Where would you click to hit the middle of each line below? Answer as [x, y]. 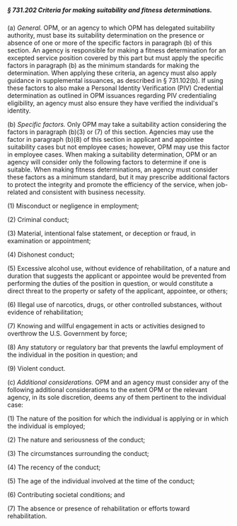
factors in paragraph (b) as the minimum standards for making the [103, 65]
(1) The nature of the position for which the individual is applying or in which [118, 418]
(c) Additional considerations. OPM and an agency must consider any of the [118, 382]
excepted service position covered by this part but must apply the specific [116, 57]
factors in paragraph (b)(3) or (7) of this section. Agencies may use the [111, 132]
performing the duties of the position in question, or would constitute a [110, 283]
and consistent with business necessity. [87, 192]
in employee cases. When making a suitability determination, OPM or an [112, 154]
